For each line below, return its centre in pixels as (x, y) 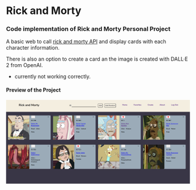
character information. (33, 48)
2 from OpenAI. (24, 65)
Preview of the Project (34, 90)
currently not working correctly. (52, 76)
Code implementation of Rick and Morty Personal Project (88, 29)
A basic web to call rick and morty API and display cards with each (86, 41)
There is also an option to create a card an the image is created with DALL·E (97, 59)
